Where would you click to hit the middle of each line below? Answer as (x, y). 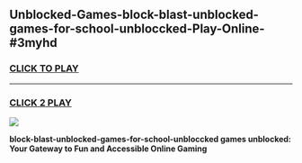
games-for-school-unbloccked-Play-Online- (137, 29)
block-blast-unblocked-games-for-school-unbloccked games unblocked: (151, 139)
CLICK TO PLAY (44, 68)
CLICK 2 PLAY (40, 103)
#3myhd (33, 43)
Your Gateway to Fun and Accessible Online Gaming (108, 149)
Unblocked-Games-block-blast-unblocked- (134, 15)
